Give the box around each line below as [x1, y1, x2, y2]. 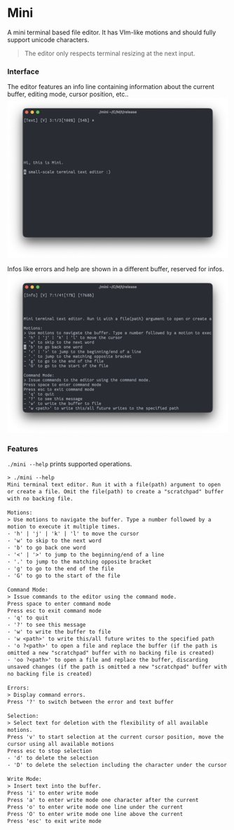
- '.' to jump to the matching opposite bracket [7, 558, 152, 565]
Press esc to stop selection [7, 747, 92, 754]
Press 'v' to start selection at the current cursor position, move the [7, 733, 224, 740]
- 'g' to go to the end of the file [7, 565, 114, 572]
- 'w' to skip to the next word [7, 537, 102, 544]
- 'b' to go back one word [7, 544, 86, 551]
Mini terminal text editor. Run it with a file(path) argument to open [7, 481, 221, 488]
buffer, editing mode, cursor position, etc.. [7, 90, 129, 99]
